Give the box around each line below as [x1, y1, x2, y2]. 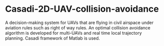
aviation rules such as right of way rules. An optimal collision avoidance [5, 24, 151, 30]
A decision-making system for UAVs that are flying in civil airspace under [5, 20, 154, 25]
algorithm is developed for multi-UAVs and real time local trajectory [5, 30, 142, 36]
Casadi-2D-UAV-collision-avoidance [5, 3, 159, 15]
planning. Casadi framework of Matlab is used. [5, 35, 100, 41]
